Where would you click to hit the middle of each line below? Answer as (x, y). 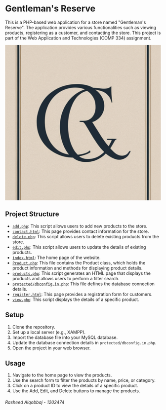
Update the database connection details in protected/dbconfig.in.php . (84, 342)
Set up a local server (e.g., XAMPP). (49, 332)
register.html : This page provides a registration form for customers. (82, 294)
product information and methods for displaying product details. (77, 268)
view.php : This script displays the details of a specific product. (76, 299)
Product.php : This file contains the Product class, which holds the (79, 262)
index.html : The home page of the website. (56, 258)
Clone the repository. (34, 327)
